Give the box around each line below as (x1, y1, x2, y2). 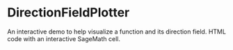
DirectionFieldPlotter (7, 5, 130, 21)
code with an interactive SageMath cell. (7, 34, 120, 42)
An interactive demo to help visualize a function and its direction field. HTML (7, 27, 226, 36)
